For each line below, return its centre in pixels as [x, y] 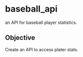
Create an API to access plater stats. [42, 49]
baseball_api [31, 9]
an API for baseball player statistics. [41, 22]
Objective [20, 38]
